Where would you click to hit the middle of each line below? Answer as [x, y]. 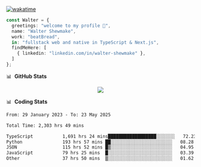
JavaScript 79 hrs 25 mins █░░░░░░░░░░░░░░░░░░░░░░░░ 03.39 [100, 153]
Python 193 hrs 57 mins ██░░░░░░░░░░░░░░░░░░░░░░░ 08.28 [100, 142]
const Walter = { [28, 20]
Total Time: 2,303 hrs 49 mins [45, 125]
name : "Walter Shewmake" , [44, 31]
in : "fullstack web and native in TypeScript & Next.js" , [86, 42]
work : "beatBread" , [36, 37]
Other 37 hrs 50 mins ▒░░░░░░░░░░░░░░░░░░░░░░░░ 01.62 [100, 159]
